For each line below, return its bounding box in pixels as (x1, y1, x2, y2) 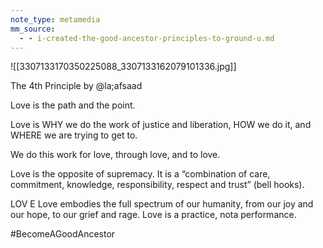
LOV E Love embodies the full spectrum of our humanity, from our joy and (10, 198, 314, 210)
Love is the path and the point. (10, 99, 136, 111)
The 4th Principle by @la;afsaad (10, 80, 143, 92)
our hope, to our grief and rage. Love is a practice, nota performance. (10, 209, 297, 221)
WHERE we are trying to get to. (10, 129, 138, 141)
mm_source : (10, 24, 56, 34)
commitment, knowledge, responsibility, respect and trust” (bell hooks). (10, 179, 305, 191)
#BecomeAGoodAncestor (10, 228, 116, 240)
